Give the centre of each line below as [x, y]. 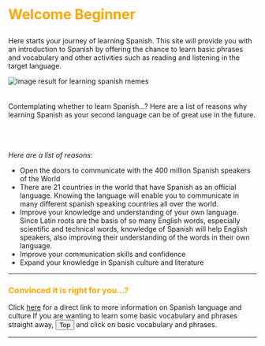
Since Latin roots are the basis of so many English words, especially [130, 221]
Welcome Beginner [72, 15]
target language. [35, 66]
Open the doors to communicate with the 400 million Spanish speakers [135, 170]
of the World [40, 179]
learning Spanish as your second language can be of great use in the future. [132, 115]
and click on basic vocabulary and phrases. [147, 325]
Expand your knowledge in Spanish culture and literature [112, 262]
